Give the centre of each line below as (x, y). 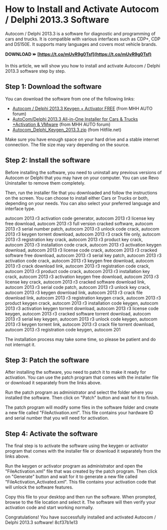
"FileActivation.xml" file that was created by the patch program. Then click (81, 471)
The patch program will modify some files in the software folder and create (82, 407)
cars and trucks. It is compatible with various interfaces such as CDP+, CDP (83, 39)
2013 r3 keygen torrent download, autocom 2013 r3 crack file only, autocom (83, 234)
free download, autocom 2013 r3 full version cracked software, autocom (79, 224)
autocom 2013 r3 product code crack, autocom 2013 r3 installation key (78, 271)
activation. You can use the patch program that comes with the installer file (82, 377)
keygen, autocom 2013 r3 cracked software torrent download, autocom (78, 313)
